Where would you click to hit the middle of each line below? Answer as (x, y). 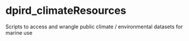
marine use (19, 32)
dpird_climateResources (66, 11)
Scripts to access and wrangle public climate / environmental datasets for (94, 27)
